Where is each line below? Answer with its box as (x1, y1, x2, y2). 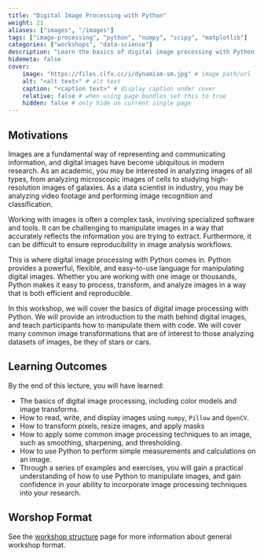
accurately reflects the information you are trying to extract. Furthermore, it (8, 231, 251, 241)
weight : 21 (8, 19, 44, 27)
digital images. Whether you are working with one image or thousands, (8, 271, 237, 281)
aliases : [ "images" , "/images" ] (8, 26, 114, 34)
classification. (8, 199, 53, 208)
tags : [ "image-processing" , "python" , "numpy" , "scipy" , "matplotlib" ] (8, 33, 247, 42)
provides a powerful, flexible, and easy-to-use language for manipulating (8, 263, 244, 272)
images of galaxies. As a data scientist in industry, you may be (42, 183, 244, 192)
